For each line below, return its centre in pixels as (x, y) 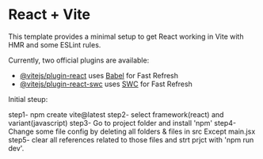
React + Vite (50, 15)
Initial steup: (28, 99)
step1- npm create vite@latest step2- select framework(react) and (116, 114)
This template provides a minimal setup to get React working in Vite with (126, 36)
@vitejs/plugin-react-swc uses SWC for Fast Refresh (106, 84)
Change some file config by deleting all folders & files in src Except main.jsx (132, 131)
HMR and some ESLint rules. (55, 44)
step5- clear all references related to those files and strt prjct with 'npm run (131, 139)
